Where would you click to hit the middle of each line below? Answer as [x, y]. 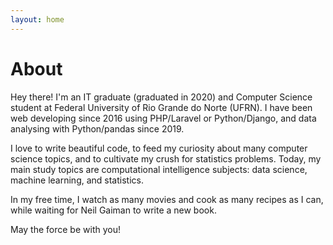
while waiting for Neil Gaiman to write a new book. [113, 210]
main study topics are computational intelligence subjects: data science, [159, 169]
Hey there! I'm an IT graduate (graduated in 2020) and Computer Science [161, 97]
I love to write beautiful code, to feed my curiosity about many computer [159, 148]
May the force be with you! [65, 229]
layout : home [37, 19]
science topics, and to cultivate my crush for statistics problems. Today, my [166, 158]
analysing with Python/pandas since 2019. [97, 128]
